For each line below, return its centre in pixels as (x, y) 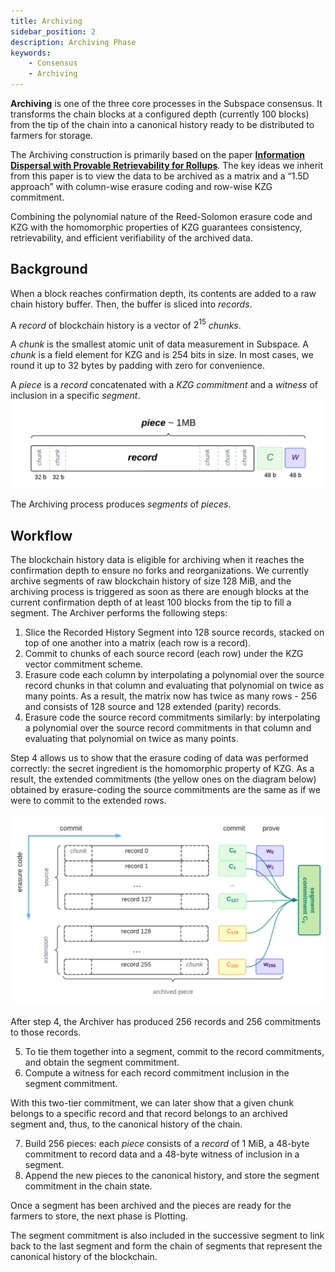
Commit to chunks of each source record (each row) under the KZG (164, 654)
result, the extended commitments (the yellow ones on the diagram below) (163, 779)
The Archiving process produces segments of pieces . (121, 504)
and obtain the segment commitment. (102, 1062)
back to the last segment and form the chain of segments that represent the (166, 1246)
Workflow (41, 535)
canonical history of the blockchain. (84, 1257)
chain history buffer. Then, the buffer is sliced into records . (131, 304)
